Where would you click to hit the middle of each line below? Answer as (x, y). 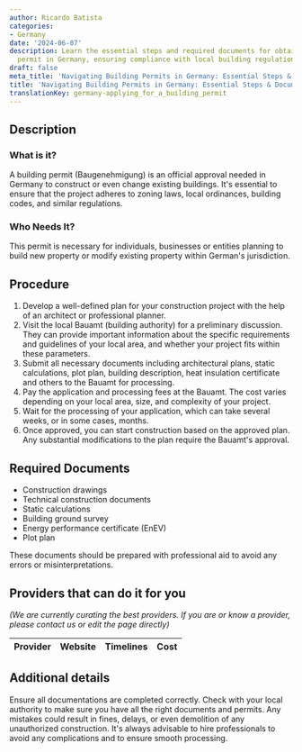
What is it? (33, 155)
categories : (31, 26)
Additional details (60, 678)
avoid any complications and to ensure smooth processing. (119, 738)
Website (78, 647)
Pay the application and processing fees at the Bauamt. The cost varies (154, 392)
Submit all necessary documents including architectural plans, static (149, 363)
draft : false (34, 68)
